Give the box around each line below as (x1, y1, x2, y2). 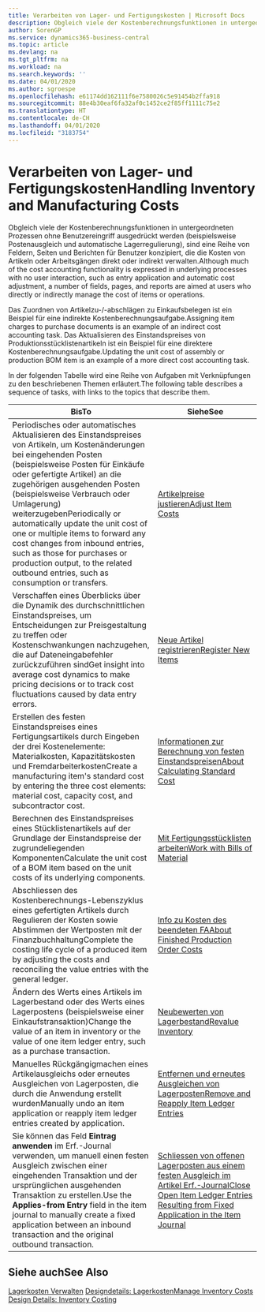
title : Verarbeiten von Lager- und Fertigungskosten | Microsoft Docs (8, 11, 245, 20)
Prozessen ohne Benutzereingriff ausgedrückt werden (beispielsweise (8, 230, 237, 241)
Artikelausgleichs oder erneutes (12, 1068, 130, 1079)
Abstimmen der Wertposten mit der (12, 924, 143, 935)
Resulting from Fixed (157, 1199, 234, 1210)
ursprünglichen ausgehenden (12, 1179, 121, 1191)
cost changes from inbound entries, (12, 537, 144, 548)
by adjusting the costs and (12, 954, 110, 965)
